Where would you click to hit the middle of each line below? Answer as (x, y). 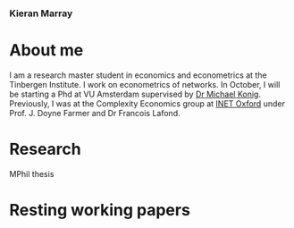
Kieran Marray (41, 13)
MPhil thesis (32, 173)
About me (46, 51)
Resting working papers (100, 210)
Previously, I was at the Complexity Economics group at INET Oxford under (147, 103)
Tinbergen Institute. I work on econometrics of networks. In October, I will (145, 84)
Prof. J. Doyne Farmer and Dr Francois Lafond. (95, 113)
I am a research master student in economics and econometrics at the (138, 75)
